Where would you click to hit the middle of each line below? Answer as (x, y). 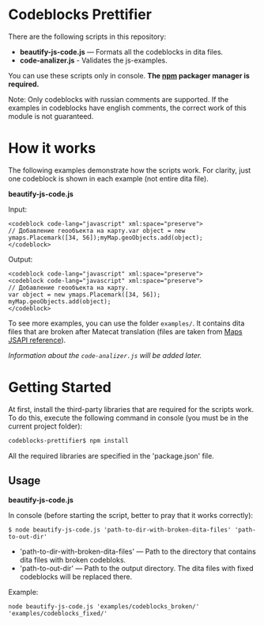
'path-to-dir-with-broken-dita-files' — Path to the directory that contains (138, 551)
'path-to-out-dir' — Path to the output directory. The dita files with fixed (137, 568)
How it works (52, 149)
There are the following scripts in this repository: (87, 36)
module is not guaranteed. (51, 116)
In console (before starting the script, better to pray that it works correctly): (131, 515)
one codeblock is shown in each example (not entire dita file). (109, 178)
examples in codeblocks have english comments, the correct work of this (127, 108)
